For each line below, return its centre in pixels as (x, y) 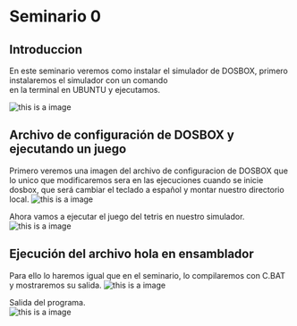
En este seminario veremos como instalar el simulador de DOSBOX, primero (148, 71)
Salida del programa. (47, 302)
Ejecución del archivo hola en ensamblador (132, 254)
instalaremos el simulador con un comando (89, 80)
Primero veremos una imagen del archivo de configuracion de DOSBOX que (149, 171)
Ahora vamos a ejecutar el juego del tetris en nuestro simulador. (127, 216)
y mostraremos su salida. (55, 285)
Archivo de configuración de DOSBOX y (122, 135)
